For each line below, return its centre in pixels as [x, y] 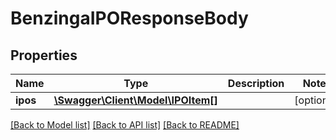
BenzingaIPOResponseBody [129, 18]
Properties [44, 55]
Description [256, 83]
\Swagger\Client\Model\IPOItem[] [135, 100]
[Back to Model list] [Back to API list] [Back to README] [125, 125]
